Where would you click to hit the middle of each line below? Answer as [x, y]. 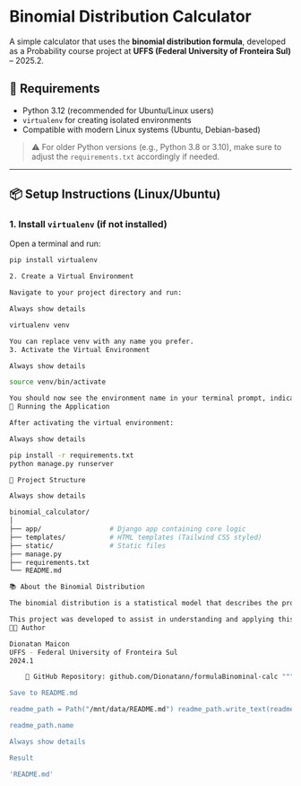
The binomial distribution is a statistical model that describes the [144, 604]
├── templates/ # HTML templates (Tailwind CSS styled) [136, 537]
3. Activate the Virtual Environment [80, 349]
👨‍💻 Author [28, 627]
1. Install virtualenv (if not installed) [88, 225]
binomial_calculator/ [50, 512]
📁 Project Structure [48, 480]
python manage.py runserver [62, 464]
